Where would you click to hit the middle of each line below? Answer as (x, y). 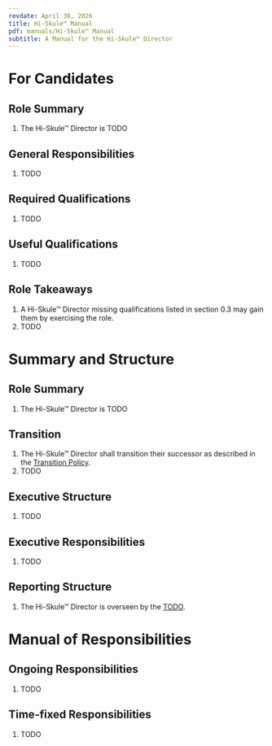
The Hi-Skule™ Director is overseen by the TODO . (103, 606)
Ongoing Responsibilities (73, 669)
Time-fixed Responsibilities (80, 715)
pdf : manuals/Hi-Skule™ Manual (61, 31)
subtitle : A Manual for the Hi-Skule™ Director (91, 39)
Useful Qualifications (63, 244)
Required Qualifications (70, 199)
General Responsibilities (72, 154)
